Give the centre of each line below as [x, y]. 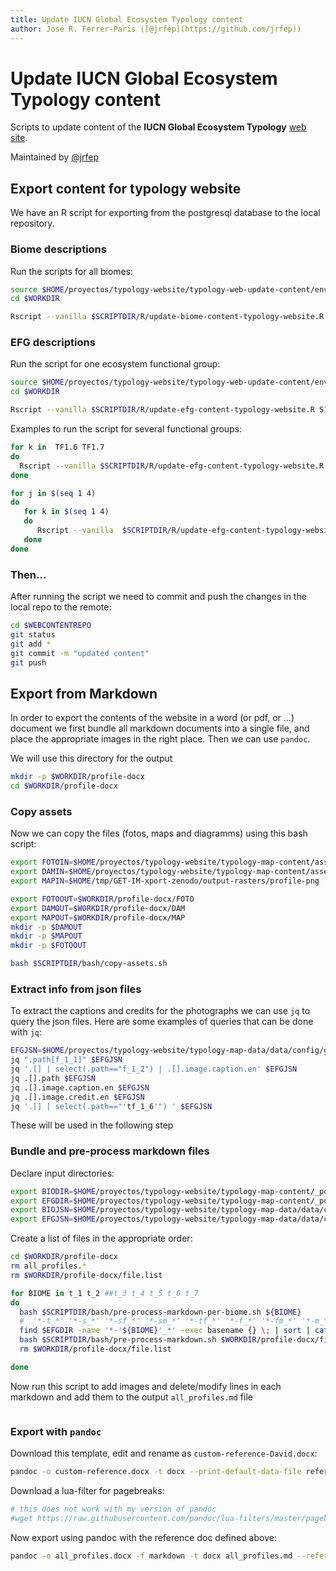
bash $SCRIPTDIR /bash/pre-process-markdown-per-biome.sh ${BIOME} [160, 1312]
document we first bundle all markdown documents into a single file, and [160, 728]
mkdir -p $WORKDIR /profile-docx [77, 777]
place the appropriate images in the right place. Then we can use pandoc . [160, 739]
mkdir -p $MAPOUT [46, 936]
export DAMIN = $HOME [51, 872]
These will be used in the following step [92, 1125]
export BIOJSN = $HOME [53, 1210]
